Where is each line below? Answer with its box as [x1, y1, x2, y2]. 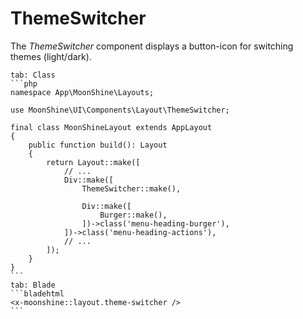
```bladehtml [10, 288, 65, 299]
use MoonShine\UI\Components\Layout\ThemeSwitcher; [10, 105, 230, 115]
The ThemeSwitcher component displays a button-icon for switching [10, 40, 294, 52]
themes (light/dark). [10, 50, 92, 62]
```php [10, 78, 38, 89]
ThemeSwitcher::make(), [81, 183, 182, 194]
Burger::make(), [99, 210, 168, 220]
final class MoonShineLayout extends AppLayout [10, 122, 213, 132]
